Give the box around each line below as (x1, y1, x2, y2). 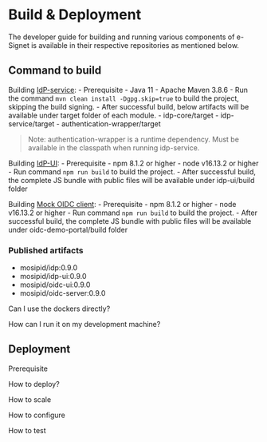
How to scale (8, 394, 52, 404)
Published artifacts (8, 245, 84, 256)
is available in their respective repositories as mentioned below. (30, 40, 239, 50)
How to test (8, 425, 46, 435)
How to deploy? (8, 379, 60, 388)
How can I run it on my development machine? (8, 320, 161, 329)
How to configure (8, 410, 66, 420)
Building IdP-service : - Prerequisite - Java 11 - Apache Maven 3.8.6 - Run (8, 85, 249, 94)
